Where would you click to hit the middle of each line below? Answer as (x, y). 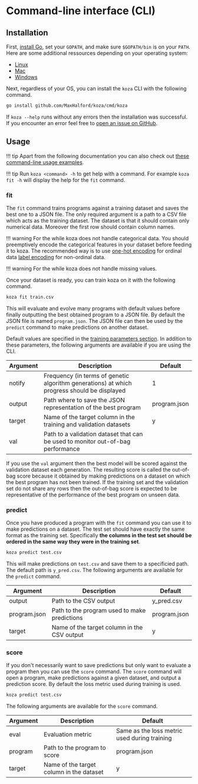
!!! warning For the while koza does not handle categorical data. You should (98, 238)
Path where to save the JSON (85, 400)
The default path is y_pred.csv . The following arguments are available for (95, 570)
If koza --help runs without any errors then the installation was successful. (97, 117)
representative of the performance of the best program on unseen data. (93, 495)
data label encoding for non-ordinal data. (56, 257)
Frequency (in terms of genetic (87, 375)
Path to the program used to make (99, 610)
